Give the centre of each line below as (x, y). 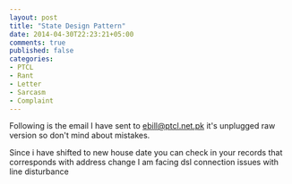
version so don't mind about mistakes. (80, 136)
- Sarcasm (28, 92)
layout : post (34, 17)
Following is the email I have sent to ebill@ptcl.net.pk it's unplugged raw (142, 126)
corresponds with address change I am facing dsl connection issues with (144, 163)
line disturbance (39, 171)
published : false (42, 51)
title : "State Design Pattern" (68, 26)
